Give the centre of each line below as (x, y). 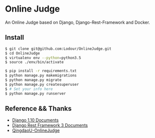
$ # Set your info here (29, 89)
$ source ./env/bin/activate (34, 62)
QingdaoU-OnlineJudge (36, 130)
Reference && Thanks (38, 108)
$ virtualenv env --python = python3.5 (43, 58)
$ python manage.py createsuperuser (42, 84)
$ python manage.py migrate (33, 80)
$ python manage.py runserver (36, 93)
